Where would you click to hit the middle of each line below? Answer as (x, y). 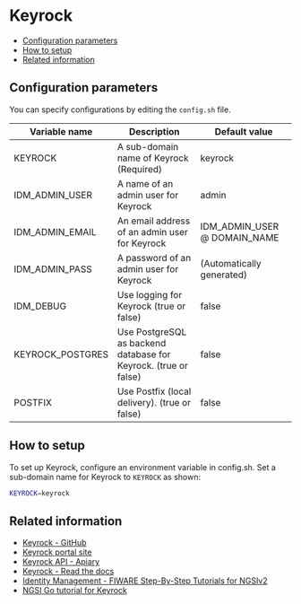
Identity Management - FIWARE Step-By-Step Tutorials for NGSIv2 (145, 581)
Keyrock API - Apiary (61, 562)
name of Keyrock (153, 158)
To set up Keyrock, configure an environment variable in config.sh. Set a (142, 467)
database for (144, 354)
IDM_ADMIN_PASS (53, 268)
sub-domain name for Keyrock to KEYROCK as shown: (105, 477)
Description (155, 131)
